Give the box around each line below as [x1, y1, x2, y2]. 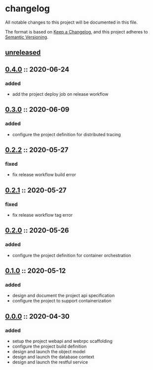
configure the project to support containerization [12, 298, 112, 304]
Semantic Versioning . [5, 34, 48, 40]
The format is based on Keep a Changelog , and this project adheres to [5, 29, 148, 35]
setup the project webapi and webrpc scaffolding [12, 338, 113, 344]
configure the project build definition [12, 343, 87, 349]
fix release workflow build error [12, 172, 76, 178]
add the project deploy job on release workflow [12, 91, 109, 97]
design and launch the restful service [12, 359, 88, 365]
